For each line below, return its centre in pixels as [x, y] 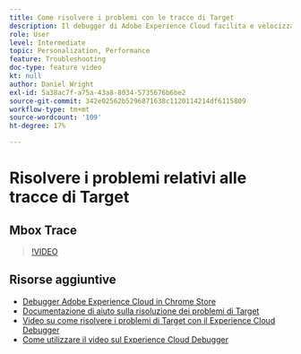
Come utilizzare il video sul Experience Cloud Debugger [125, 339]
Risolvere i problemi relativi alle [128, 178]
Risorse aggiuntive [63, 280]
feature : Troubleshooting [57, 59]
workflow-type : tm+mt [50, 109]
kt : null [26, 76]
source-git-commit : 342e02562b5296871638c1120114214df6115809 [128, 101]
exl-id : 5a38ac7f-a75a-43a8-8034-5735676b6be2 [98, 92]
